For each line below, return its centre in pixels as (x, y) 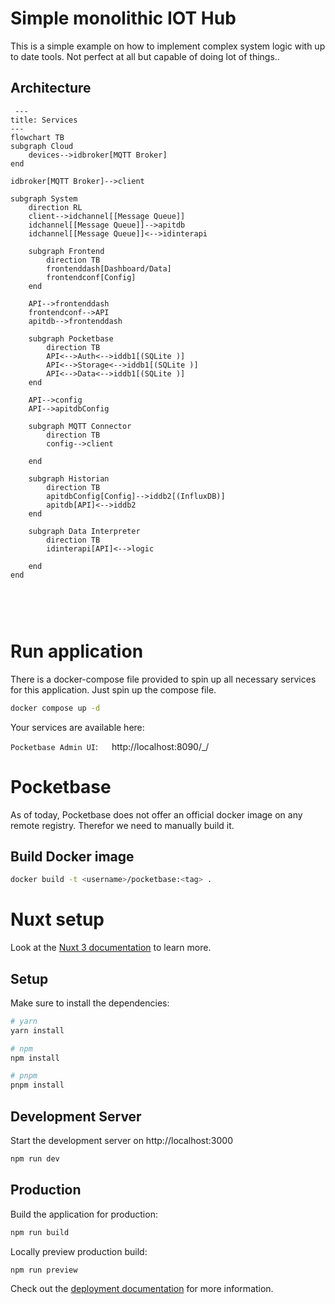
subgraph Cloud (42, 146)
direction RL (55, 207)
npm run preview (44, 1270)
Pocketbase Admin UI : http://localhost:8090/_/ (110, 746)
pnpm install (37, 1085)
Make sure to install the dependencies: (90, 1003)
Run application (77, 651)
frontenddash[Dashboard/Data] (109, 268)
